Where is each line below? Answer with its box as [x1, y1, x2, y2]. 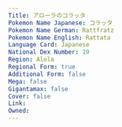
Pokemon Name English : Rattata [8, 33, 111, 42]
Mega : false [8, 77, 47, 85]
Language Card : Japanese [8, 41, 90, 49]
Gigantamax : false [8, 84, 68, 93]
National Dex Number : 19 [8, 48, 90, 56]
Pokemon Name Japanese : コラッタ [8, 19, 113, 27]
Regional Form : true [8, 63, 76, 71]
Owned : [8, 107, 30, 115]
